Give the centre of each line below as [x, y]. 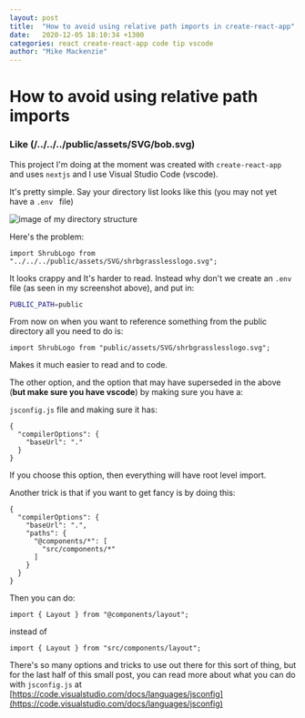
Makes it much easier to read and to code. [89, 365]
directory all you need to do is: [66, 331]
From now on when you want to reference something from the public [138, 322]
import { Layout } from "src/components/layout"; [106, 648]
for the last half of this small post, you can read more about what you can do [152, 675]
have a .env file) [42, 201]
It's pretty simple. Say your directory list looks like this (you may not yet [143, 191]
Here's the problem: [47, 237]
